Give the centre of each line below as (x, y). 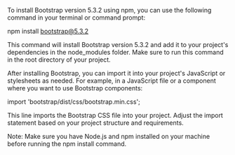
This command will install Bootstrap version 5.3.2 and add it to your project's (118, 45)
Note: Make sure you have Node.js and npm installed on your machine (109, 136)
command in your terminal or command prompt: (76, 18)
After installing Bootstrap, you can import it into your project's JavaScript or (116, 73)
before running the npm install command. (67, 144)
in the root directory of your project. (59, 60)
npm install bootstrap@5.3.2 (48, 31)
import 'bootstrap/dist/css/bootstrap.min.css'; (74, 102)
